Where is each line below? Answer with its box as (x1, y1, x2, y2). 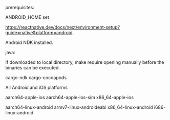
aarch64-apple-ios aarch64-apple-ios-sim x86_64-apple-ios (5, 94, 134, 100)
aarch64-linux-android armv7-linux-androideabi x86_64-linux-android (5, 104, 153, 110)
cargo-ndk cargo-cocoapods (5, 75, 67, 81)
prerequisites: (5, 5, 35, 10)
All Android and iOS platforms (5, 84, 68, 90)
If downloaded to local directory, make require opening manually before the (5, 59, 164, 65)
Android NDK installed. (5, 39, 53, 45)
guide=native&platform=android (5, 30, 73, 35)
